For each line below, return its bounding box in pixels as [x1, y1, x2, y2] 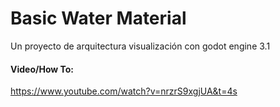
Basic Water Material [10, 7, 187, 30]
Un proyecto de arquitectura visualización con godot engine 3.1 [10, 40, 271, 52]
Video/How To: [10, 63, 75, 75]
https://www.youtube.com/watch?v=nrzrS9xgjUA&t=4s [10, 85, 238, 97]
